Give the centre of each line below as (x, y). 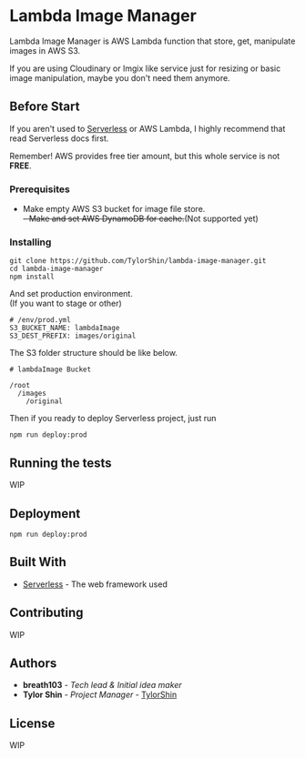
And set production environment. (71, 294)
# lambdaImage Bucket (51, 369)
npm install (32, 277)
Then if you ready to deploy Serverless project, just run (113, 419)
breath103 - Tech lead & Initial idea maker (102, 685)
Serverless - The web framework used (95, 584)
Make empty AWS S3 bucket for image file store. (114, 209)
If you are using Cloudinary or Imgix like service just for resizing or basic (145, 68)
